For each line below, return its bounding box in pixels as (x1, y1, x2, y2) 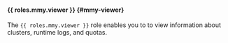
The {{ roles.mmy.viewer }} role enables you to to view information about (7, 21, 222, 29)
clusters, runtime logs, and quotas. (7, 28, 107, 37)
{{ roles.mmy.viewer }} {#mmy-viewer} (7, 6, 124, 14)
